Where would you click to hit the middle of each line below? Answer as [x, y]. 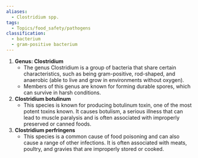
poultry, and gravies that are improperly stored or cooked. [94, 149]
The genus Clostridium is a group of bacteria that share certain [100, 67]
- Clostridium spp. [35, 17]
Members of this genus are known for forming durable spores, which [107, 86]
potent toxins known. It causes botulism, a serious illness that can [103, 111]
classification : [26, 34]
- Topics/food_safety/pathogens [51, 28]
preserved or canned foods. [57, 124]
